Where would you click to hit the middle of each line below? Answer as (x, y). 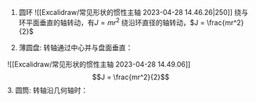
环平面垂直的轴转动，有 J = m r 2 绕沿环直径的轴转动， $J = (112, 22)
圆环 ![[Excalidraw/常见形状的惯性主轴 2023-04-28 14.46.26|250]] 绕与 (133, 12)
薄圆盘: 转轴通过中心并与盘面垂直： (76, 47)
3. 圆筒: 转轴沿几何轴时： (48, 90)
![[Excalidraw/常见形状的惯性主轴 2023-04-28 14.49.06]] (99, 64)
